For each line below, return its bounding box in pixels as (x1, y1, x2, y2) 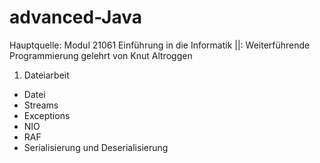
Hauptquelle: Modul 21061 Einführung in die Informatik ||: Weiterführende (9, 39, 311, 51)
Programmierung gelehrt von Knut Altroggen (9, 49, 193, 61)
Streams (23, 99, 59, 111)
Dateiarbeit (23, 69, 70, 81)
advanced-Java (9, 6, 142, 29)
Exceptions (23, 109, 71, 121)
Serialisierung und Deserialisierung (23, 141, 169, 153)
